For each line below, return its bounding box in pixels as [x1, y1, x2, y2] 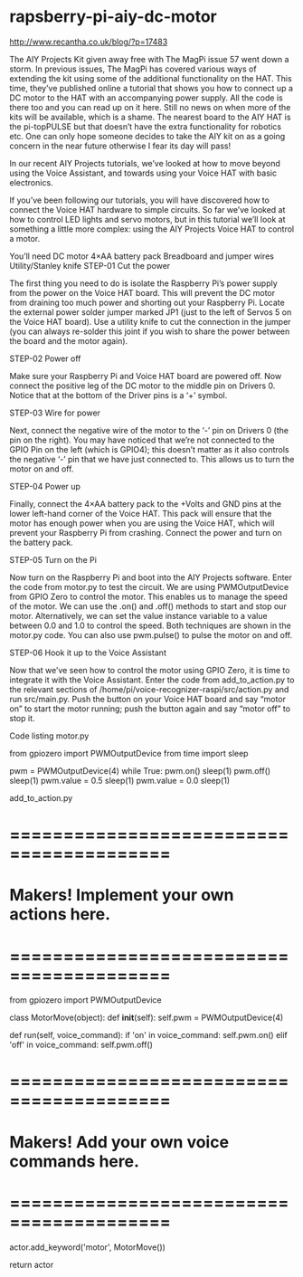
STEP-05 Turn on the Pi [9, 554, 98, 565]
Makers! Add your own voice [9, 1131, 229, 1152]
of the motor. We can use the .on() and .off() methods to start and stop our [9, 600, 287, 612]
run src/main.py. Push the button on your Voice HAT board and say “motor [9, 693, 287, 704]
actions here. [9, 904, 111, 925]
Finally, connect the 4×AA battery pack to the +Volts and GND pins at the [9, 498, 282, 509]
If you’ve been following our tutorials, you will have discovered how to [9, 195, 270, 205]
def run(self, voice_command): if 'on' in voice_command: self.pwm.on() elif [9, 1030, 288, 1041]
